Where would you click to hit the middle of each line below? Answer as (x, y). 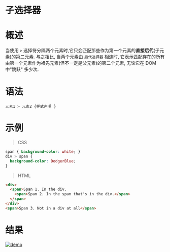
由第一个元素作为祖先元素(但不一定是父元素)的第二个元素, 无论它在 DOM (81, 63)
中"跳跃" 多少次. (22, 69)
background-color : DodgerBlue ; (43, 161)
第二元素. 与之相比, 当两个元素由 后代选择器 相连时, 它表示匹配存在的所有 (90, 57)
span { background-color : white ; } (43, 152)
